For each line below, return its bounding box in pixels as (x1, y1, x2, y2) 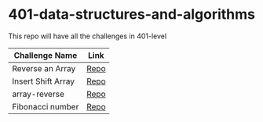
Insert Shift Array (12, 76, 75, 87)
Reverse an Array (12, 63, 76, 74)
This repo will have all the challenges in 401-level (8, 31, 167, 41)
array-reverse (12, 88, 64, 99)
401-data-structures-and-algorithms (8, 5, 255, 23)
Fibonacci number (12, 101, 79, 112)
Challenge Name (13, 49, 78, 60)
